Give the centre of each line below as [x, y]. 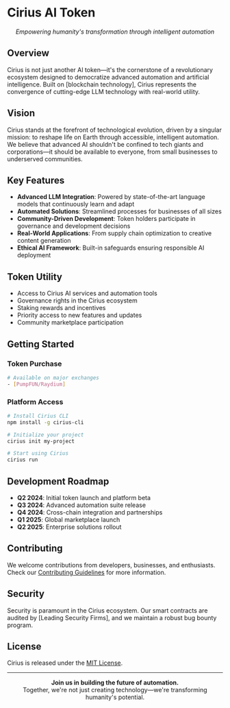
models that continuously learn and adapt [76, 204]
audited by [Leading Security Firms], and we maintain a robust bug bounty [112, 617]
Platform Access [35, 401]
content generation [44, 241]
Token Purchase [35, 364]
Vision [21, 114]
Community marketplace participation [70, 322]
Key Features [36, 180]
